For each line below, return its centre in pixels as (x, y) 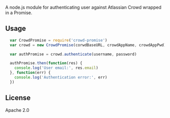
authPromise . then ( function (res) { (46, 63)
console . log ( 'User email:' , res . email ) (56, 68)
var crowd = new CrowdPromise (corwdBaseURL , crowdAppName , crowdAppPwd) (88, 45)
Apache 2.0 (17, 110)
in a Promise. (19, 13)
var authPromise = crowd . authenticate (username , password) (73, 54)
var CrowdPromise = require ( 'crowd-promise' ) (59, 40)
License (18, 98)
